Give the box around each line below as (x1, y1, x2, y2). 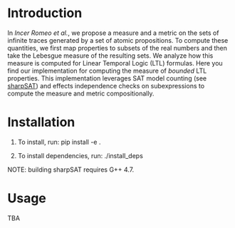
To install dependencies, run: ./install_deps (17, 151, 144, 160)
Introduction (7, 5, 83, 21)
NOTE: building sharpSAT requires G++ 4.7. (7, 165, 135, 174)
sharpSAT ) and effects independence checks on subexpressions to (7, 81, 205, 90)
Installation (7, 114, 75, 130)
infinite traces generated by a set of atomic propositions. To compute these (7, 36, 229, 44)
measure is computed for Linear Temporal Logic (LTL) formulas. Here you (7, 58, 223, 67)
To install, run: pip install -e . (17, 138, 101, 146)
